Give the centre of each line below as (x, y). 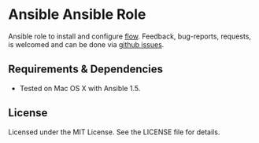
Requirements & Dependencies (86, 70)
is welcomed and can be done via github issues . (86, 44)
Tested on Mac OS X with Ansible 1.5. (80, 88)
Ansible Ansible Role (77, 15)
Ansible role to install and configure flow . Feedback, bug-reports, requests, (130, 36)
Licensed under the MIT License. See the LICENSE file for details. (114, 132)
